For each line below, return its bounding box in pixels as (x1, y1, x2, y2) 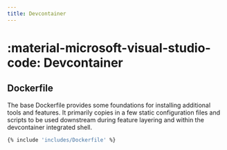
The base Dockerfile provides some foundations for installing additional (7, 101, 211, 109)
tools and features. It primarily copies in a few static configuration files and (7, 108, 221, 117)
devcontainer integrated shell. (7, 123, 93, 131)
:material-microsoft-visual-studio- (7, 40, 211, 56)
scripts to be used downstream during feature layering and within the (7, 115, 204, 124)
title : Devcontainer (7, 10, 67, 17)
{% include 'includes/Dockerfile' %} (7, 136, 116, 143)
